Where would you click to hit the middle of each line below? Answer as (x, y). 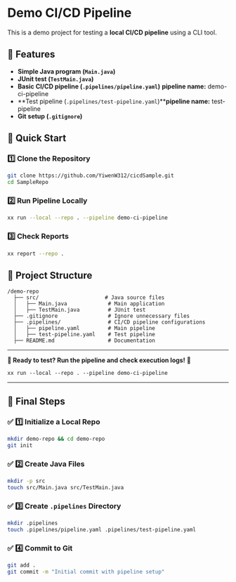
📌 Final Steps (36, 401)
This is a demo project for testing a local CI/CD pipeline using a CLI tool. (112, 32)
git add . (22, 566)
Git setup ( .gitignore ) (50, 116)
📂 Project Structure (50, 275)
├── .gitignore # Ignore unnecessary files (102, 316)
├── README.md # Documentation (85, 341)
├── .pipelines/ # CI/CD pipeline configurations (110, 322)
